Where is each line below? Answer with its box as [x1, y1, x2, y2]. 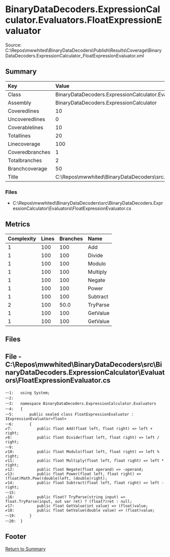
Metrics [5, 220, 30, 229]
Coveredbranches [8, 148, 51, 156]
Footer [5, 532, 27, 541]
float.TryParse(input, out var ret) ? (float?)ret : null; [5, 499, 133, 504]
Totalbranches [8, 157, 42, 164]
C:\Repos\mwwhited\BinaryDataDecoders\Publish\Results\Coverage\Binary [5, 47, 162, 53]
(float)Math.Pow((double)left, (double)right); [5, 476, 108, 481]
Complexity [8, 235, 36, 242]
